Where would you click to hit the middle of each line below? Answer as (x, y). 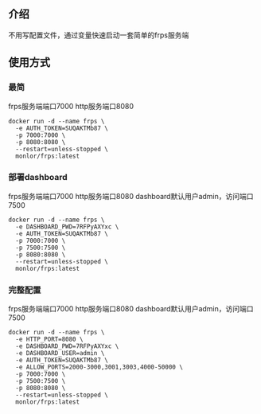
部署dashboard (38, 178)
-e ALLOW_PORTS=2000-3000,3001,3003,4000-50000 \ (99, 367)
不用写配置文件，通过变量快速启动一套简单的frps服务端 (99, 35)
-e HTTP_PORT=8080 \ (49, 340)
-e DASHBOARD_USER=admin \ (60, 353)
